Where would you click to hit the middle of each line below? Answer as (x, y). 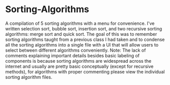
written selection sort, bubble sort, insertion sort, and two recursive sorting (84, 28)
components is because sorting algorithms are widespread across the (78, 61)
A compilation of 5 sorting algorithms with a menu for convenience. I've (80, 23)
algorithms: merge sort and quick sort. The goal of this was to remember (81, 34)
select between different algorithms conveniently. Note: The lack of (76, 50)
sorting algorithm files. (29, 77)
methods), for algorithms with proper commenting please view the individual (85, 71)
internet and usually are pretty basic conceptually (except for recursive (79, 66)
